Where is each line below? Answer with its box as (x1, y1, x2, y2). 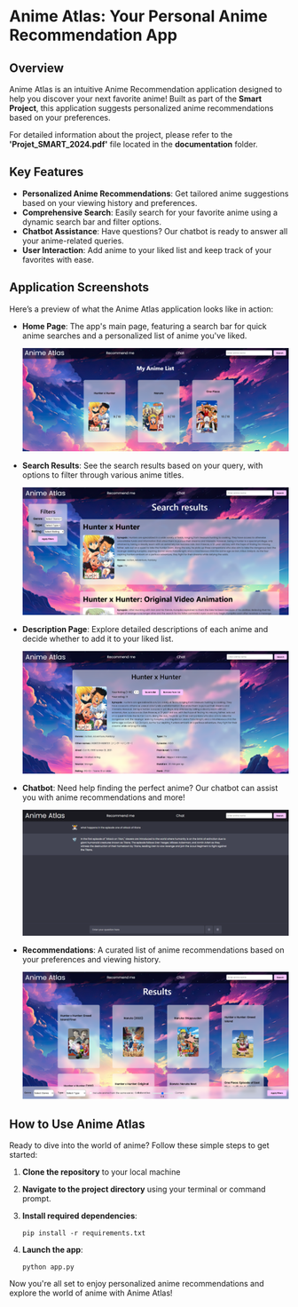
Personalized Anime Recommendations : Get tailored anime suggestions (21, 188, 289, 199)
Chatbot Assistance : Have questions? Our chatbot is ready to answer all (21, 226, 288, 236)
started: (9, 1149, 38, 1160)
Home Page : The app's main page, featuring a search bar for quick (21, 321, 268, 331)
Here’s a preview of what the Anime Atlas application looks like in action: (9, 304, 273, 314)
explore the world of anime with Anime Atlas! (9, 1287, 173, 1298)
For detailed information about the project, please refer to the (9, 130, 233, 139)
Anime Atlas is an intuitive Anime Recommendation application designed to (9, 84, 282, 94)
